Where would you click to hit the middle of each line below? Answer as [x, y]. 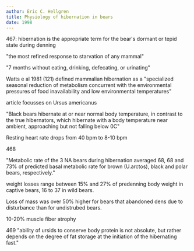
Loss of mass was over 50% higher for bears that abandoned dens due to [95, 201]
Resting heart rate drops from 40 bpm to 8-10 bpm [67, 138]
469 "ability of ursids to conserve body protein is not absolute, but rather [94, 231]
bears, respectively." [31, 173]
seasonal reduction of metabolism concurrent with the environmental [89, 85]
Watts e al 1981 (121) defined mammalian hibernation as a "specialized [90, 79]
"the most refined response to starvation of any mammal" [75, 57]
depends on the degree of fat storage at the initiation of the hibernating [91, 236]
